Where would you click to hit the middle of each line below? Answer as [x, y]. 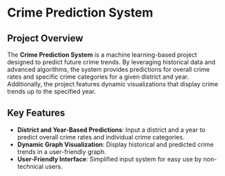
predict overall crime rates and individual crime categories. [101, 137]
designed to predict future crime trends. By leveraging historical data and [111, 62]
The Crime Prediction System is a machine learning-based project [102, 55]
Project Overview [45, 38]
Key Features [36, 113]
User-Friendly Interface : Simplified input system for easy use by [109, 159]
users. [54, 166]
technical [30, 166]
